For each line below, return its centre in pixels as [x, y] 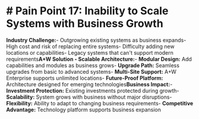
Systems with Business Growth [85, 24]
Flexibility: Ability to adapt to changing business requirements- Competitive [100, 103]
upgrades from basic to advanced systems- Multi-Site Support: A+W [91, 71]
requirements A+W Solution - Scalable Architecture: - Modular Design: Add [99, 59]
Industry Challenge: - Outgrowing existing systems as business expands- [96, 40]
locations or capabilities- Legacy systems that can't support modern [90, 52]
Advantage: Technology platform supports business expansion [84, 109]
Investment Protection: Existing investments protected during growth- [93, 90]
